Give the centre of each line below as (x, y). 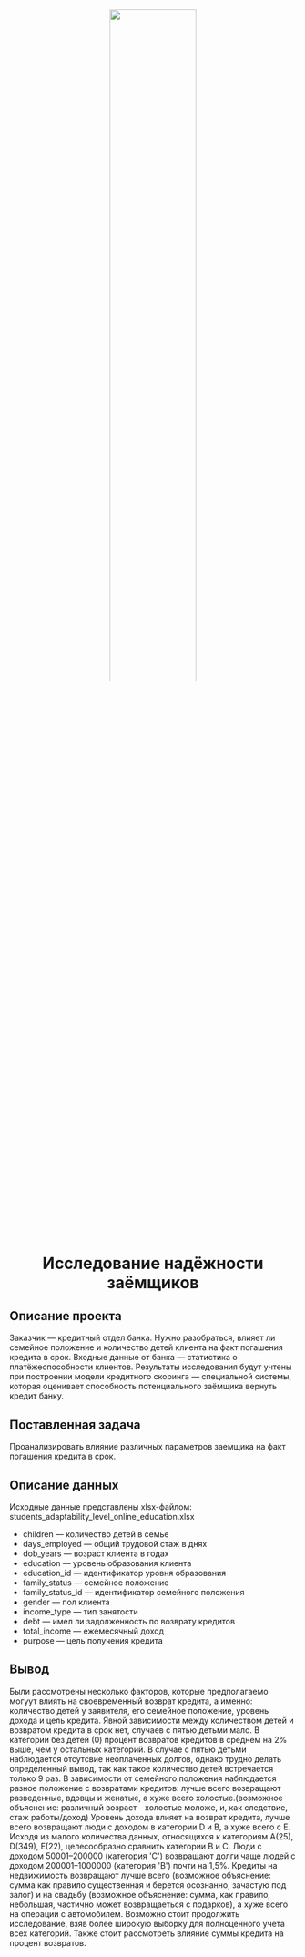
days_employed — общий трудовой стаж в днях (115, 1544)
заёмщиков (153, 1282)
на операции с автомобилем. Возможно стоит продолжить (125, 1913)
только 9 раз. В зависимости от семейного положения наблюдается (143, 1778)
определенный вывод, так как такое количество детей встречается (142, 1768)
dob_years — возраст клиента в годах (96, 1553)
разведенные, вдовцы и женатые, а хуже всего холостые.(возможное (147, 1798)
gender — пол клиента (66, 1602)
